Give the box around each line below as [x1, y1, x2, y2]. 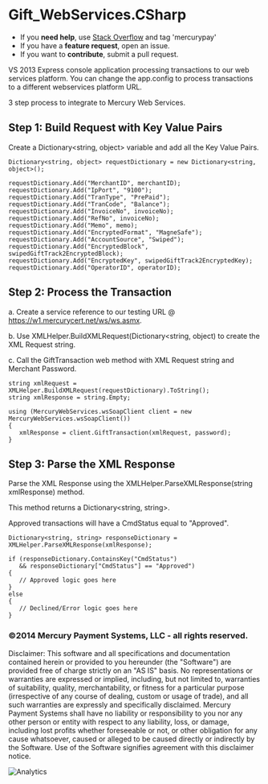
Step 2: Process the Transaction [8, 286, 173, 299]
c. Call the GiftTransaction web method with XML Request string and [8, 355, 234, 365]
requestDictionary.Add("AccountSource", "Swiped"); [8, 235, 185, 243]
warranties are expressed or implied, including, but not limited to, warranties [8, 674, 261, 683]
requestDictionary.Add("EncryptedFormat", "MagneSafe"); [8, 228, 203, 237]
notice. [8, 751, 31, 761]
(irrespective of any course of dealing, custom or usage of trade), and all [8, 691, 249, 701]
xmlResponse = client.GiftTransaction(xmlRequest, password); [18, 428, 231, 436]
